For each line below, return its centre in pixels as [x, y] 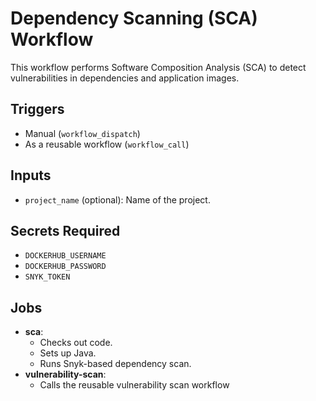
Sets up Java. [68, 353]
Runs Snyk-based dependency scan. [115, 364]
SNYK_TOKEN [47, 277]
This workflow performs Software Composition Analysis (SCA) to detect [158, 67]
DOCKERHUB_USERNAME [65, 256]
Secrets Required [65, 230]
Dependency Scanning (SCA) [134, 18]
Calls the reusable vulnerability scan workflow [134, 385]
